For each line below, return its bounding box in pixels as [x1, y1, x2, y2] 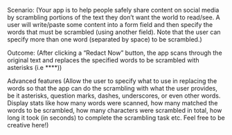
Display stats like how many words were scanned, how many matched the [7, 99, 218, 107]
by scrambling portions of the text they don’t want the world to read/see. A [7, 13, 220, 21]
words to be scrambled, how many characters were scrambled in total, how [7, 107, 222, 114]
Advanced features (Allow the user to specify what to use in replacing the [7, 77, 217, 85]
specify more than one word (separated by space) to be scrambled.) [7, 35, 202, 44]
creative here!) [7, 121, 49, 129]
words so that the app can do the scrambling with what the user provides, [7, 84, 218, 92]
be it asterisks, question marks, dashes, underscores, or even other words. [7, 91, 221, 100]
